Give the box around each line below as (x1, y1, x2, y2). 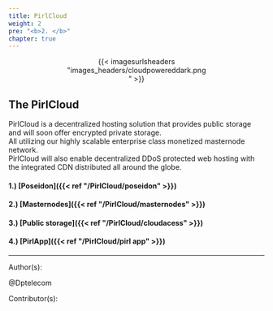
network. (8, 145, 39, 155)
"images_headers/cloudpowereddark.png (67, 66, 206, 76)
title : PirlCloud (8, 11, 67, 20)
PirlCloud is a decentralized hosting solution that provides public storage (8, 119, 252, 129)
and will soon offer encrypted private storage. (8, 127, 162, 138)
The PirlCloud (8, 97, 80, 111)
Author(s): (8, 262, 43, 272)
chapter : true (8, 34, 57, 43)
